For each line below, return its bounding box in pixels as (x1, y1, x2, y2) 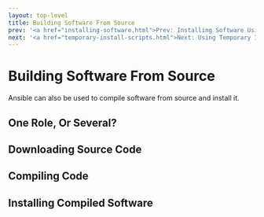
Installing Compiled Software (8, 196, 153, 209)
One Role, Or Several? (8, 116, 117, 130)
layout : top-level (8, 11, 68, 20)
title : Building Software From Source (8, 19, 135, 27)
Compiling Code (8, 170, 89, 183)
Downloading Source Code (8, 142, 142, 156)
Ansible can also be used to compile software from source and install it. (8, 94, 240, 103)
